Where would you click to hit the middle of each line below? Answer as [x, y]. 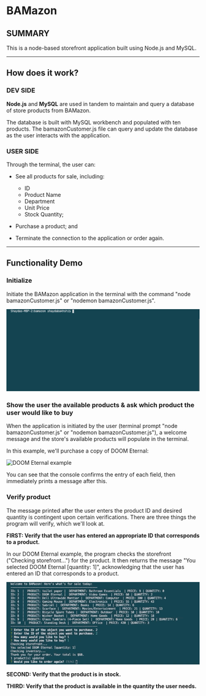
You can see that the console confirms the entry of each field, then [91, 475]
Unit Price [37, 208]
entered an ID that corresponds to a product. [63, 573]
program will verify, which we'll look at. [56, 523]
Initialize [19, 281]
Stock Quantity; [44, 214]
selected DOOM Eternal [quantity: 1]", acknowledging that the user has [96, 567]
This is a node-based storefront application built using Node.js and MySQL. [101, 48]
